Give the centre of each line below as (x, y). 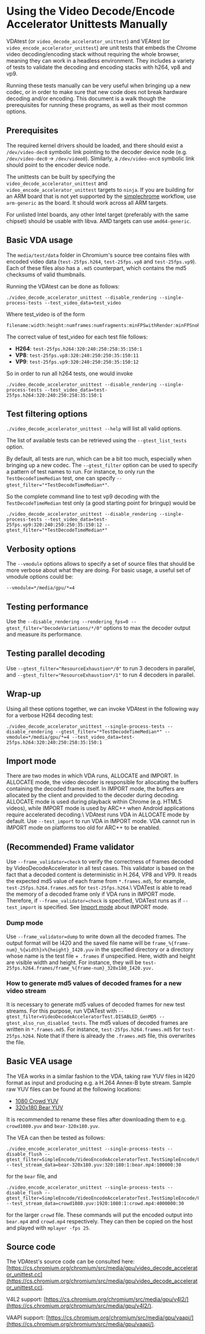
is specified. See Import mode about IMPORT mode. (103, 907)
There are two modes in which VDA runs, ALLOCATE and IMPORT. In (92, 776)
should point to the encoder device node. (58, 165)
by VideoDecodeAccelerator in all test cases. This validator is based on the (101, 868)
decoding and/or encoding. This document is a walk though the (86, 98)
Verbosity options (41, 549)
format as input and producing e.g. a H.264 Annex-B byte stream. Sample (99, 1082)
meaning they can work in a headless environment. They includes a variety (101, 60)
